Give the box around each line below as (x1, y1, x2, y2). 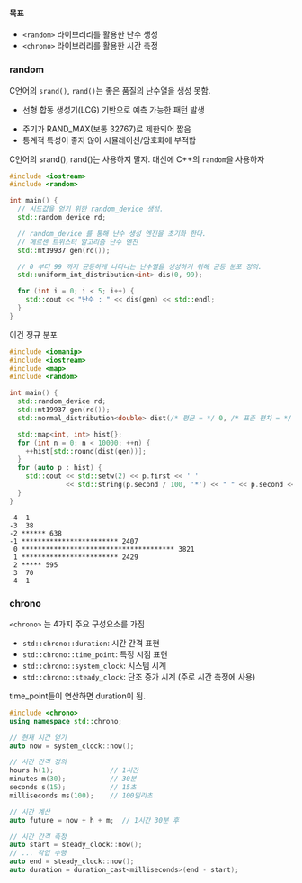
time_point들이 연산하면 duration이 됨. (9, 690, 146, 701)
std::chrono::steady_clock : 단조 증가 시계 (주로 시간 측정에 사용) (22, 671, 256, 682)
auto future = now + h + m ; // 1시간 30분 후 (9, 815, 180, 824)
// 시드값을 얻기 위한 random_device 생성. (17, 204, 164, 214)
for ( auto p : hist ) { (17, 464, 102, 473)
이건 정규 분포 (9, 329, 58, 340)
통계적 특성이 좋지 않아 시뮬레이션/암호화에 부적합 (22, 134, 196, 145)
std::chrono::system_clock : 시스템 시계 (22, 660, 167, 671)
